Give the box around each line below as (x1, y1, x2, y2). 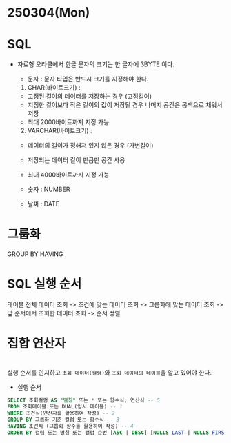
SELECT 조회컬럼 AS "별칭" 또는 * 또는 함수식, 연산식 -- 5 (7, 397, 161, 404)
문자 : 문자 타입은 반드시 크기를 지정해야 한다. (27, 75, 149, 83)
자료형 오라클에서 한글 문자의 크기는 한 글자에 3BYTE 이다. (17, 60, 174, 68)
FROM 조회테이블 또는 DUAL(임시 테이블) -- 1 (7, 404, 123, 411)
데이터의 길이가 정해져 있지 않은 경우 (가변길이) (27, 141, 154, 150)
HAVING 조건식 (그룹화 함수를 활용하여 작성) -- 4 (7, 422, 134, 429)
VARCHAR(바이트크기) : (27, 126, 92, 135)
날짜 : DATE (27, 200, 60, 208)
